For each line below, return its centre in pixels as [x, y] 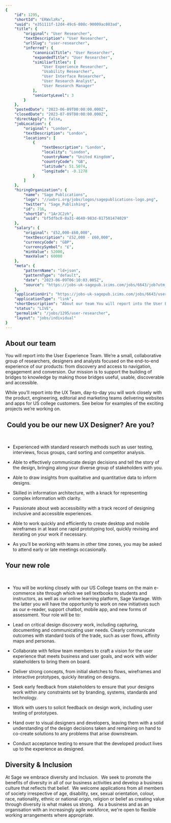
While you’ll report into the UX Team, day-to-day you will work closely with [83, 392]
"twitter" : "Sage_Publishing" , [57, 204]
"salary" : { [27, 228]
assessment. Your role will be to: [47, 615]
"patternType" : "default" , [52, 275]
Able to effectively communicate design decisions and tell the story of [86, 462]
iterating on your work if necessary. [50, 534]
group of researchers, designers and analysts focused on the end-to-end [82, 361]
